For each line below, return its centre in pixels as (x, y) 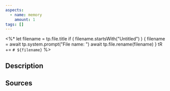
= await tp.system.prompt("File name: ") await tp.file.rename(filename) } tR (84, 44)
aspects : (15, 10)
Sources (19, 83)
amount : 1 (25, 19)
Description (24, 66)
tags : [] (15, 24)
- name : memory (26, 15)
